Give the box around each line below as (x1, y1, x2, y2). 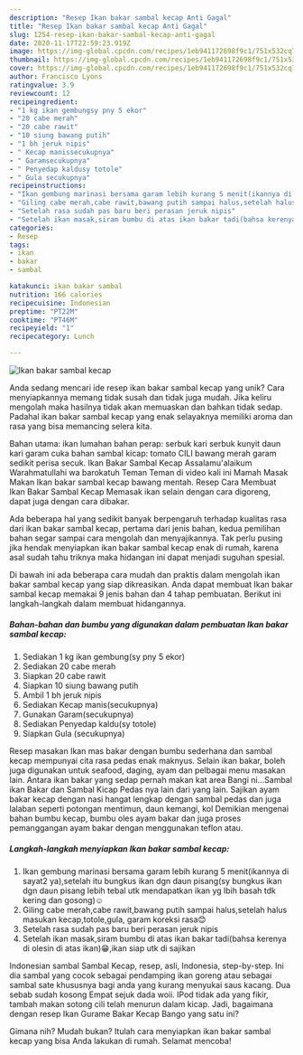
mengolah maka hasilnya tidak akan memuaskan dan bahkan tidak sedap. (9, 401, 283, 412)
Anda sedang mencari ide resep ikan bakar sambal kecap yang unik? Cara (9, 382, 286, 393)
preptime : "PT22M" (9, 306, 78, 316)
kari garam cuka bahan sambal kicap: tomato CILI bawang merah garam (9, 448, 277, 458)
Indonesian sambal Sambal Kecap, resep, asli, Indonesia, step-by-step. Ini (9, 960, 284, 971)
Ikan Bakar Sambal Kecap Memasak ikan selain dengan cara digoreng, (9, 486, 271, 497)
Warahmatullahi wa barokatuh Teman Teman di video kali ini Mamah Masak (9, 467, 289, 477)
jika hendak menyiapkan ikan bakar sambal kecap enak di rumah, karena (9, 542, 280, 552)
